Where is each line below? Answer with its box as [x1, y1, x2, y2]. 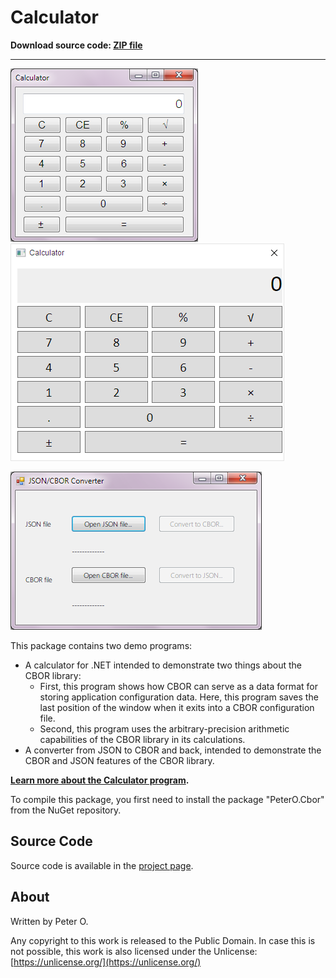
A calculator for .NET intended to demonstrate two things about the [24, 659, 302, 671]
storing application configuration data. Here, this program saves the [39, 691, 319, 703]
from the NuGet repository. [10, 804, 122, 816]
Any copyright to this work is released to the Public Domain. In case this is [10, 934, 316, 946]
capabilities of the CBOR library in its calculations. [39, 733, 246, 745]
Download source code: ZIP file [10, 39, 143, 51]
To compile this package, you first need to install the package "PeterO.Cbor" [10, 793, 325, 805]
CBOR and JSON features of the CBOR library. [24, 754, 215, 766]
